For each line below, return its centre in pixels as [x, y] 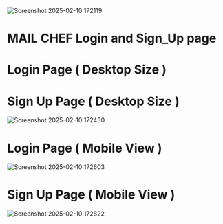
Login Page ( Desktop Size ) [87, 70]
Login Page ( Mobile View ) [85, 148]
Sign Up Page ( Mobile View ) [91, 195]
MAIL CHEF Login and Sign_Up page [112, 38]
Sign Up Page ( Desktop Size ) [94, 101]
